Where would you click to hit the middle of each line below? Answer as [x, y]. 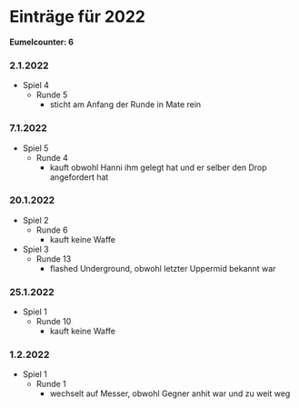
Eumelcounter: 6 [42, 42]
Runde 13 [54, 259]
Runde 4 [52, 157]
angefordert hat [79, 177]
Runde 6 [52, 230]
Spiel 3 [35, 249]
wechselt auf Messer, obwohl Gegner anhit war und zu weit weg [170, 393]
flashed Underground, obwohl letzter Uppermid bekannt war [163, 268]
